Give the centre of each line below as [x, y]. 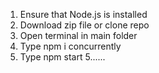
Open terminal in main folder [78, 35]
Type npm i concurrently [70, 46]
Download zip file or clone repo [84, 25]
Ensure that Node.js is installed [83, 14]
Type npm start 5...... [62, 57]
